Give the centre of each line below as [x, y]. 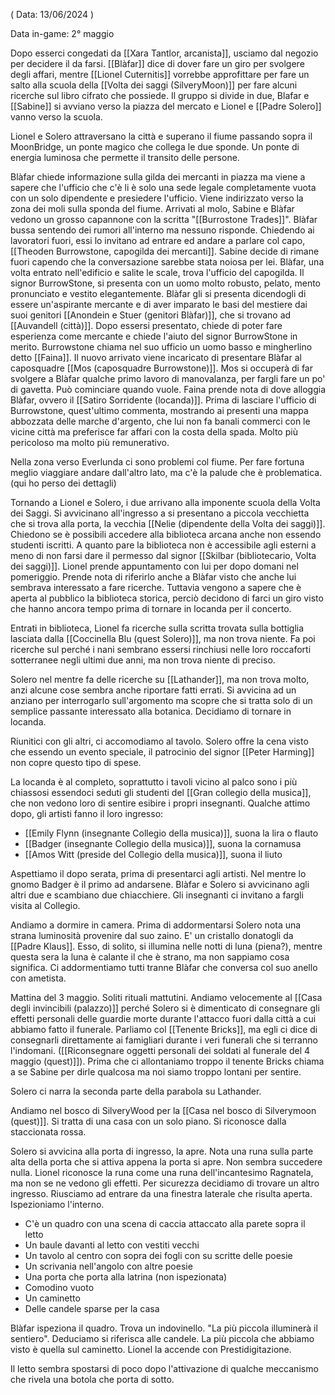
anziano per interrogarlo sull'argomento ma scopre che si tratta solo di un [161, 700]
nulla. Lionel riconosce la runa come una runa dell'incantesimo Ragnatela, [162, 1172]
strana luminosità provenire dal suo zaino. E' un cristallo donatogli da [152, 935]
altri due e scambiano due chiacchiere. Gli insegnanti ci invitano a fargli [157, 895]
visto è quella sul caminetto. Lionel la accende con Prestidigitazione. [151, 1349]
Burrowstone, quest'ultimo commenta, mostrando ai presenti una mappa [159, 410]
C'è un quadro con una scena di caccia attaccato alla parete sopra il [165, 1223]
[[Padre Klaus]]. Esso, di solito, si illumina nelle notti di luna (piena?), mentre [166, 946]
